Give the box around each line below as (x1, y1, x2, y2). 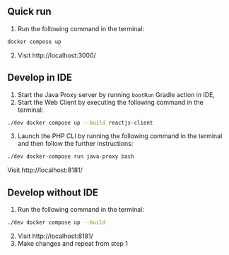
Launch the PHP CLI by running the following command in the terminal (17, 132, 223, 140)
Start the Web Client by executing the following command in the (17, 98, 204, 106)
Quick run (7, 6, 52, 18)
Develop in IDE (7, 72, 73, 84)
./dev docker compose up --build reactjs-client (7, 119, 153, 126)
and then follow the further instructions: (17, 140, 134, 148)
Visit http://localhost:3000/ (17, 51, 97, 59)
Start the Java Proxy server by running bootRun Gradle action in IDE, (17, 90, 216, 98)
